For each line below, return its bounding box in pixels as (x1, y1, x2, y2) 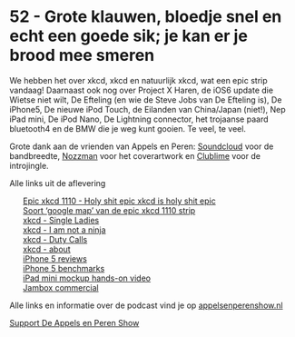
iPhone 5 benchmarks (22, 263, 105, 273)
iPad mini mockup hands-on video (22, 273, 152, 283)
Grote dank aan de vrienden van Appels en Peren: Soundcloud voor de (9, 141, 274, 152)
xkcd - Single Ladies (22, 214, 100, 225)
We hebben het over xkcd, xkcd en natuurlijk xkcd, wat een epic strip (9, 74, 268, 85)
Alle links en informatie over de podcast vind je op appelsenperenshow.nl (9, 300, 283, 311)
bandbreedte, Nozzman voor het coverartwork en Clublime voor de (9, 150, 261, 161)
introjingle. (9, 160, 49, 171)
